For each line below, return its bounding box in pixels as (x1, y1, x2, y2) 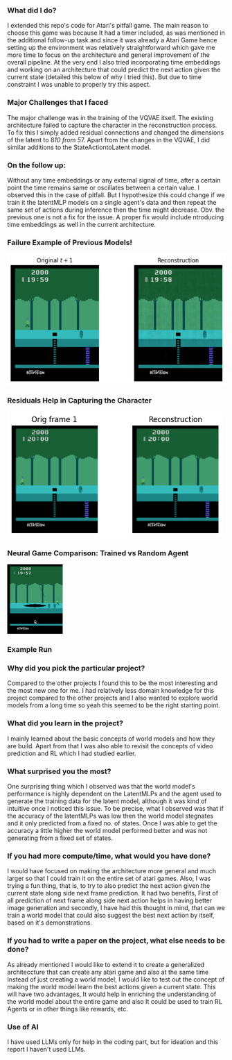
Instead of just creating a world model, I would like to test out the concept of (7, 975, 225, 984)
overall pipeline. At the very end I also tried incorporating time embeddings (7, 58, 220, 67)
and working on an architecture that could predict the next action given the (7, 65, 221, 74)
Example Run (7, 645, 53, 655)
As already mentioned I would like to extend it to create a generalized (7, 960, 205, 968)
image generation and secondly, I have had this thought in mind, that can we (7, 904, 225, 912)
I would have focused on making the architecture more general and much (7, 867, 217, 875)
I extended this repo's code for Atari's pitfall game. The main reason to (7, 22, 209, 30)
